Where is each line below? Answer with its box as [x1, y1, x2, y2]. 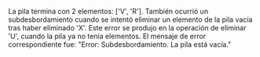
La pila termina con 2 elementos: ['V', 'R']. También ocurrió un [8, 7, 209, 16]
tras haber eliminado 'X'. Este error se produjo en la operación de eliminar [8, 23, 247, 32]
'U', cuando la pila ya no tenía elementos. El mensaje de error [8, 31, 207, 41]
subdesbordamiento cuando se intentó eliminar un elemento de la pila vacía [8, 15, 253, 24]
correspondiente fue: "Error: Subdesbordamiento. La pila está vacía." [8, 40, 232, 49]
